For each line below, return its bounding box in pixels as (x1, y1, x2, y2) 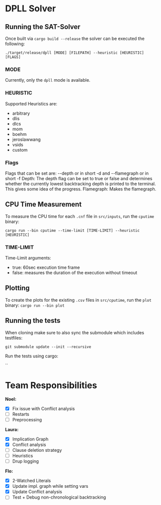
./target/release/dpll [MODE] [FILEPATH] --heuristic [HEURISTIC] (5, 50, 144, 55)
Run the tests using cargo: (5, 353, 59, 359)
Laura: (5, 426, 19, 432)
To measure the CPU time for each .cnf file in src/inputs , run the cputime (5, 213, 154, 219)
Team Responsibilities (5, 379, 97, 391)
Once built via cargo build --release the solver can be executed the (5, 35, 145, 41)
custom (12, 147, 28, 153)
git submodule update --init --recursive (5, 344, 92, 349)
